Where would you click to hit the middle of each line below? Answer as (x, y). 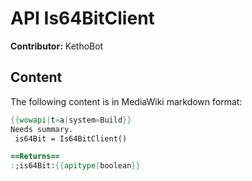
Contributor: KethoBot (57, 46)
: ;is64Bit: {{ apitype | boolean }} (75, 166)
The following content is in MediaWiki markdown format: (126, 101)
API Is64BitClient (82, 18)
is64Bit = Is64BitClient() (71, 138)
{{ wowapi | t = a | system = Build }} (71, 120)
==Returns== (35, 157)
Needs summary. (42, 129)
